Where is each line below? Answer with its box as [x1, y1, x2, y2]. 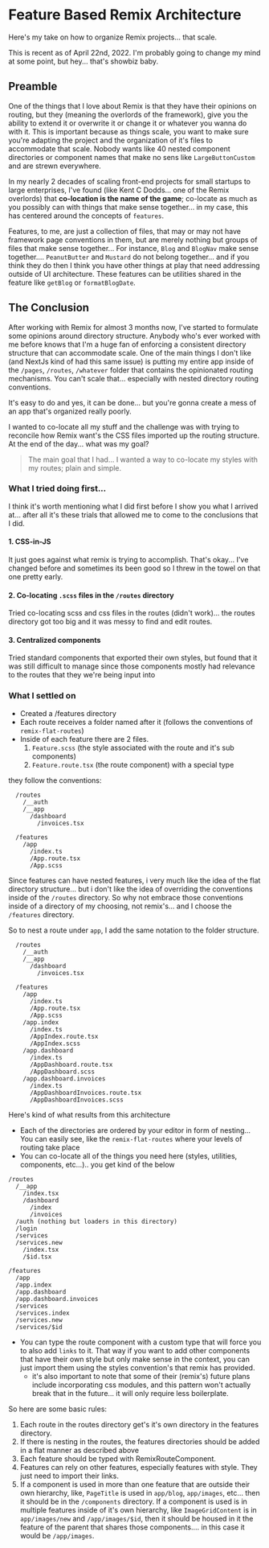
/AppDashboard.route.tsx [29, 1060, 113, 1068]
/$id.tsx [22, 1253, 52, 1261]
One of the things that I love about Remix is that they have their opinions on [8, 101, 257, 110]
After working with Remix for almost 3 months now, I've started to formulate [8, 322, 259, 331]
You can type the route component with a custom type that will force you [19, 1337, 262, 1347]
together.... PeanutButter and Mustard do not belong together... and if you [8, 252, 250, 261]
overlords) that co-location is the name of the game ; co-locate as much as [8, 193, 258, 203]
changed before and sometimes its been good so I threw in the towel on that [8, 563, 261, 573]
